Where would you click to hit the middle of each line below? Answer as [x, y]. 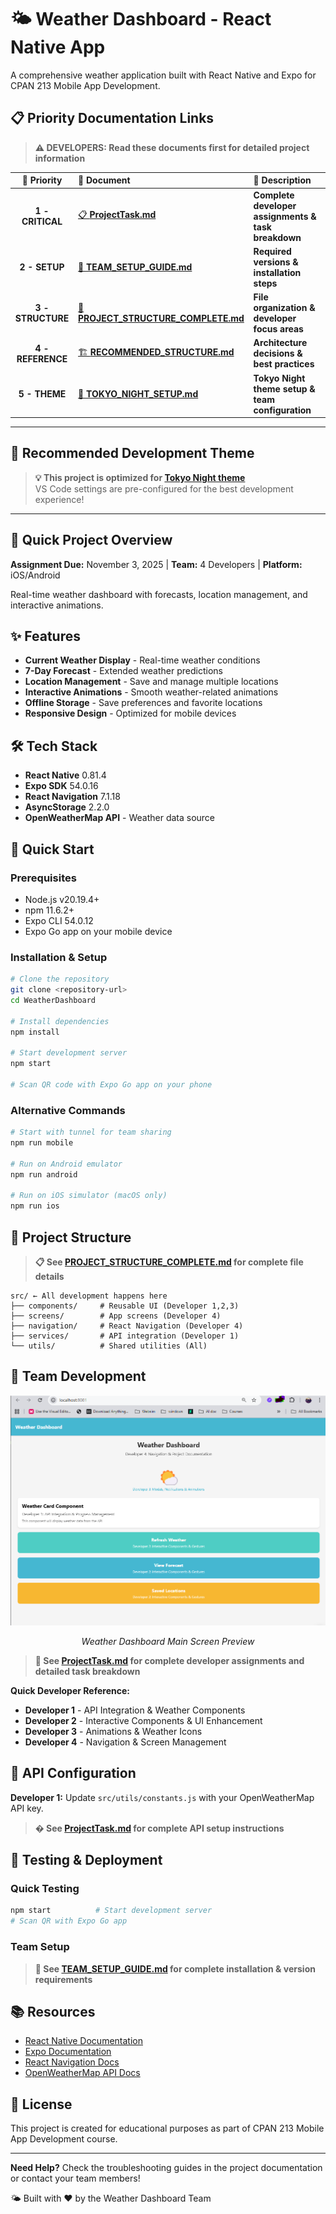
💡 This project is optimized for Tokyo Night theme [140, 477]
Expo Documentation [68, 2052]
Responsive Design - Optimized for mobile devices [130, 713]
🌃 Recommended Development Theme [132, 453]
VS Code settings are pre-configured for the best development [164, 488]
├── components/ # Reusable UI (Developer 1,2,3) [125, 1306]
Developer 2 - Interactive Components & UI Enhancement [143, 1720]
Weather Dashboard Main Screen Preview [168, 1641]
